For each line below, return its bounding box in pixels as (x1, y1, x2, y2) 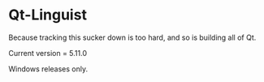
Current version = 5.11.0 (8, 48, 88, 58)
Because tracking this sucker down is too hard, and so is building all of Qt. (8, 32, 257, 42)
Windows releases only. (8, 63, 88, 74)
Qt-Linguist (8, 6, 88, 24)
